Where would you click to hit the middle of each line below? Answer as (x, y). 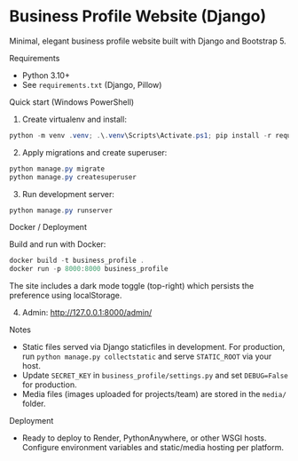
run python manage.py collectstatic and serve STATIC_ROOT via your (147, 356)
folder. (34, 404)
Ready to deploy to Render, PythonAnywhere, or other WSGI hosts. (144, 438)
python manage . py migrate (57, 169)
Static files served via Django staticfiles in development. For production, (153, 347)
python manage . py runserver (61, 211)
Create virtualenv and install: (74, 119)
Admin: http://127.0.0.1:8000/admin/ (87, 313)
